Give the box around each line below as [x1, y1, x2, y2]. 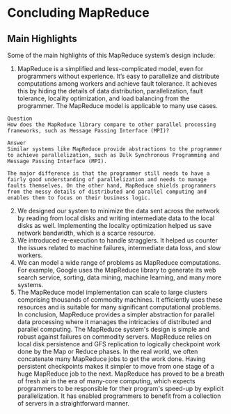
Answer [7, 139, 26, 146]
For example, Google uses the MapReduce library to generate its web [17, 266, 216, 274]
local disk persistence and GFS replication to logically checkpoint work [17, 340, 221, 348]
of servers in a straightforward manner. [17, 399, 130, 407]
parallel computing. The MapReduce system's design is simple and [17, 325, 210, 333]
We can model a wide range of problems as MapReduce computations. [17, 259, 221, 266]
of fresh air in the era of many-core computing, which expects [17, 377, 196, 385]
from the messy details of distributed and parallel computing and [7, 188, 207, 195]
